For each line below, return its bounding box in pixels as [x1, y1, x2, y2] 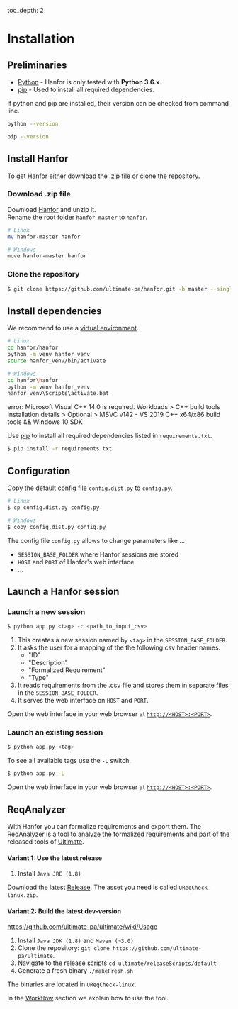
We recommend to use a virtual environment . [7, 324, 139, 333]
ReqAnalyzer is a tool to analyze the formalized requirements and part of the [7, 830, 230, 838]
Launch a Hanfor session [7, 585, 120, 598]
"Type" [28, 674, 50, 682]
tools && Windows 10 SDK [7, 418, 83, 426]
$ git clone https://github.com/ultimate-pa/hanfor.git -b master [7, 285, 208, 293]
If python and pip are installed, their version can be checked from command [7, 99, 229, 107]
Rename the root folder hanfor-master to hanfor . [7, 213, 148, 221]
